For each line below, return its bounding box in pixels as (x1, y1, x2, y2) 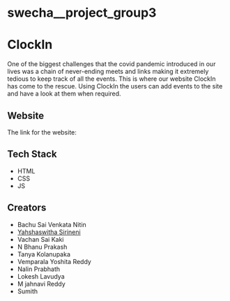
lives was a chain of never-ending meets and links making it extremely (7, 68, 209, 76)
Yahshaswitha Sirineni (17, 228, 82, 236)
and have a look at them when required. (7, 89, 121, 98)
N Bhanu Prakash (17, 242, 68, 251)
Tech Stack (7, 148, 57, 160)
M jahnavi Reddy (17, 279, 66, 288)
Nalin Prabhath (17, 265, 61, 273)
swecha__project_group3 (7, 5, 157, 21)
